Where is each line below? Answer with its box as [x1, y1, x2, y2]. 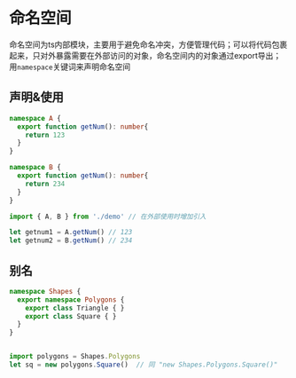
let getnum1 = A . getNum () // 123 [9, 228, 133, 237]
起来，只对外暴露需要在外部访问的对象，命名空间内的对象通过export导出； [9, 50, 282, 60]
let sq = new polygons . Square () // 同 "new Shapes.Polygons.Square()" [9, 360, 278, 369]
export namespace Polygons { [17, 295, 125, 304]
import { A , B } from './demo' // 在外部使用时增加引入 [9, 212, 206, 221]
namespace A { [9, 114, 62, 122]
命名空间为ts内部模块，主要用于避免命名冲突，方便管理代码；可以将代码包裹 [9, 39, 288, 50]
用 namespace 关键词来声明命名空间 [9, 61, 131, 72]
